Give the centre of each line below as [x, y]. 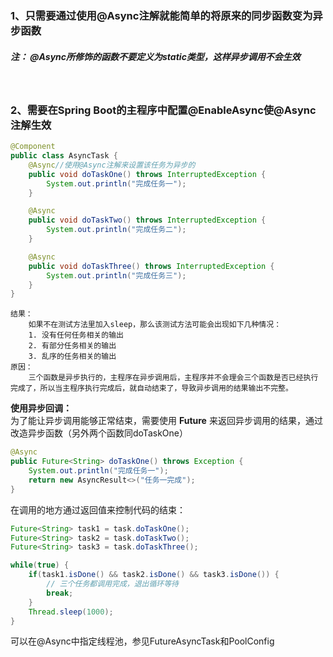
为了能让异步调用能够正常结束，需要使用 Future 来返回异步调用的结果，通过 [166, 421]
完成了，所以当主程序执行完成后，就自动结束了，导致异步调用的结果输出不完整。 [151, 388]
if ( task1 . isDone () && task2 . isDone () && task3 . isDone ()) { [154, 575]
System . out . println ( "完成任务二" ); [116, 230]
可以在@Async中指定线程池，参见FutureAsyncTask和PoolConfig [142, 641]
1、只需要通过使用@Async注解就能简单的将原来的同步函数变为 [161, 15]
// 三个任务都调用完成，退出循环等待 [113, 584]
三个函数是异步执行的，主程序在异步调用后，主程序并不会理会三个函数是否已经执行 [173, 378]
